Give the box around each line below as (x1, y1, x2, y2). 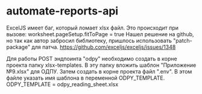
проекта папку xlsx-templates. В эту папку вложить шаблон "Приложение (6, 61, 197, 69)
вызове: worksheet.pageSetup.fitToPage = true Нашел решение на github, (6, 30, 194, 37)
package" (6, 43, 31, 51)
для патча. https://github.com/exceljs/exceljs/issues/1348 (31, 43, 176, 51)
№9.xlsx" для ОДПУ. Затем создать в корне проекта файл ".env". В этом (6, 67, 192, 75)
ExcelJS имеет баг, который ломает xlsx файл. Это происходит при (6, 24, 179, 31)
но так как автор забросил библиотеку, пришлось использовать (6, 37, 172, 44)
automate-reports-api (6, 4, 119, 18)
